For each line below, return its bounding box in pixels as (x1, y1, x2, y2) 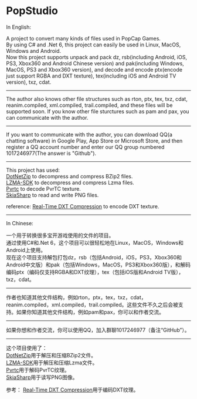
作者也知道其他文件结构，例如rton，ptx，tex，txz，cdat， (6, 293, 147, 300)
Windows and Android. (6, 47, 62, 54)
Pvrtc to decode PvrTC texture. (6, 185, 81, 192)
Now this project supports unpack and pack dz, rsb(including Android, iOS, (6, 53, 188, 60)
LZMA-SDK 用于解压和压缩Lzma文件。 (6, 359, 98, 366)
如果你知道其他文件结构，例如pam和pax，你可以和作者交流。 (16, 308, 165, 315)
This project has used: (6, 166, 60, 174)
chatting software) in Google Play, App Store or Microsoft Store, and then (6, 137, 183, 144)
